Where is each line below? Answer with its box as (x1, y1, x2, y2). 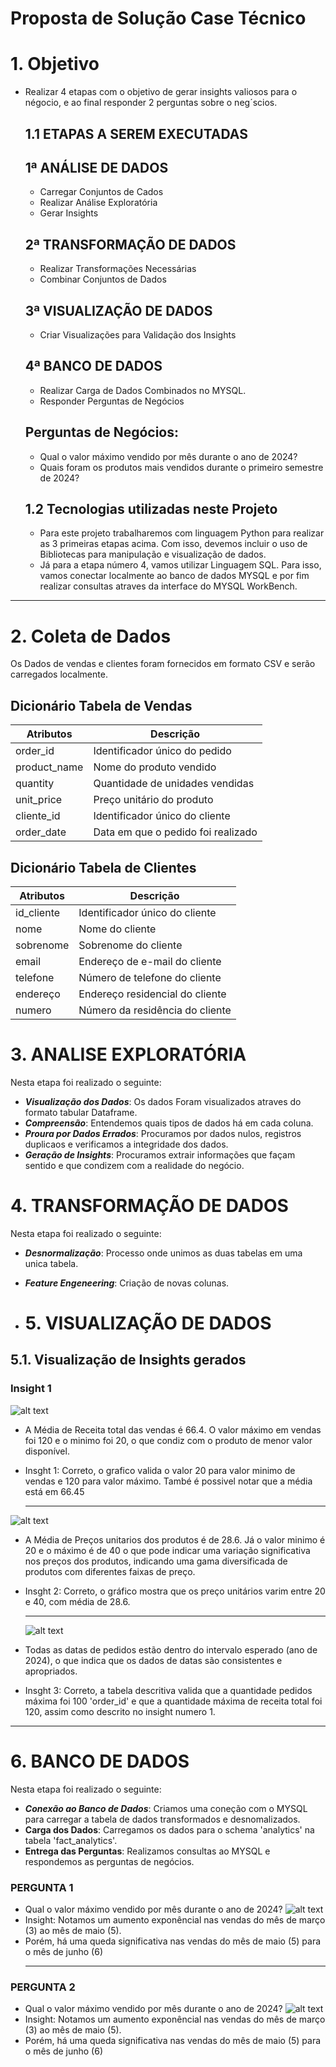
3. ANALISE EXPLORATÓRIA (10, 1043, 247, 1066)
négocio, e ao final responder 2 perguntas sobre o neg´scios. (24, 97, 278, 109)
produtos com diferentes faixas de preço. (24, 1565, 196, 1577)
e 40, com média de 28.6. (24, 1595, 131, 1607)
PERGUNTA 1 (10, 1880, 74, 1894)
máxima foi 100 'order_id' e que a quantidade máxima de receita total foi (24, 1695, 323, 1707)
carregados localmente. (10, 668, 108, 681)
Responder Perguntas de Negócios (39, 395, 185, 407)
